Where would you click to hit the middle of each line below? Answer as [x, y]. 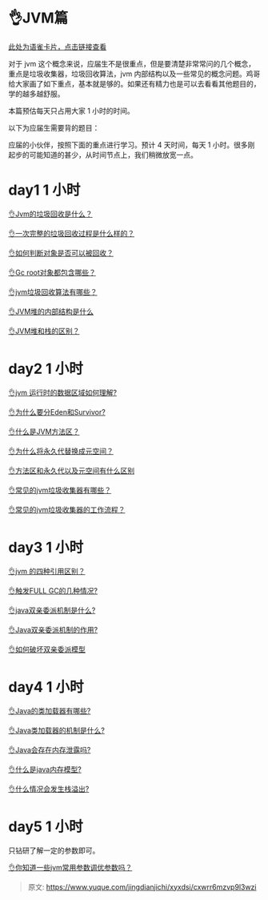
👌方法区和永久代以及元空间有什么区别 [71, 470]
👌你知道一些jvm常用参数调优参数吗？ [70, 867]
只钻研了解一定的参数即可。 [54, 850]
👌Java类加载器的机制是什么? [57, 730]
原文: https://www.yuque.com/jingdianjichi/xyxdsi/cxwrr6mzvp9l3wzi [142, 886]
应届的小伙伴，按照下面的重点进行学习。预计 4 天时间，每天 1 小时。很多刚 [132, 145]
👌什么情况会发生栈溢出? [49, 789]
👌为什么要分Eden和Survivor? [57, 412]
